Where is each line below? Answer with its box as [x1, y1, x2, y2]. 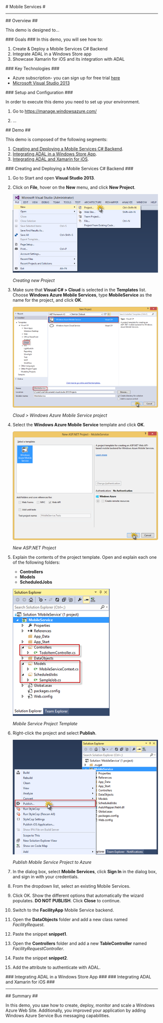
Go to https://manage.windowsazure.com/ [12, 108, 97, 114]
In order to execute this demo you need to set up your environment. [5, 99, 140, 105]
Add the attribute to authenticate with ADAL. [12, 964, 101, 971]
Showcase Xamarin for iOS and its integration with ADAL [12, 56, 125, 62]
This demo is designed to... [5, 27, 60, 32]
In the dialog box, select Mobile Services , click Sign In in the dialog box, [12, 869, 157, 875]
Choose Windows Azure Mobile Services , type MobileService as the [12, 292, 152, 298]
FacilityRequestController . [12, 946, 64, 952]
